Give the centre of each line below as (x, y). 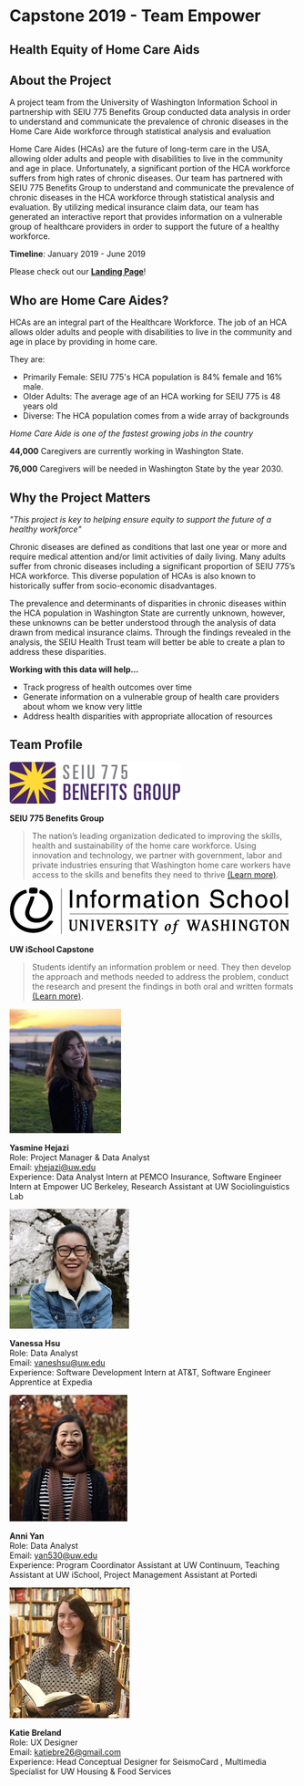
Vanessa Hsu (35, 1343)
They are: (27, 359)
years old (40, 406)
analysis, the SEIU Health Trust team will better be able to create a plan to (147, 642)
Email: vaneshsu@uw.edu (57, 1362)
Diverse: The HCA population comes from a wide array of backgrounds (156, 416)
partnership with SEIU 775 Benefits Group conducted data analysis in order (150, 112)
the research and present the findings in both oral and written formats (162, 986)
